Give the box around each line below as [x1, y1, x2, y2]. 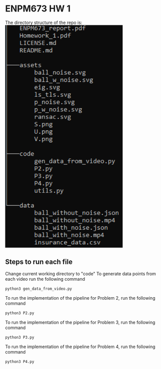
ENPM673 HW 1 [5, 3, 71, 14]
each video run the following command [5, 276, 85, 282]
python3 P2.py [5, 311, 35, 316]
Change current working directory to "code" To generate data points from [5, 271, 157, 277]
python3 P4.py [5, 360, 35, 365]
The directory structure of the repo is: [5, 19, 82, 25]
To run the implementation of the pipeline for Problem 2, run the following [5, 295, 156, 301]
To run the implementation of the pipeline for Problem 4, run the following [5, 344, 156, 350]
